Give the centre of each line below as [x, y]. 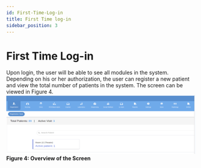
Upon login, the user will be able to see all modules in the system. [88, 73]
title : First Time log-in [39, 19]
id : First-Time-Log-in [35, 13]
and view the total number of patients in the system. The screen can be [95, 86]
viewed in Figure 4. [30, 92]
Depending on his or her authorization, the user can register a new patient [98, 79]
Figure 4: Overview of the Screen [48, 158]
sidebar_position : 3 [32, 25]
